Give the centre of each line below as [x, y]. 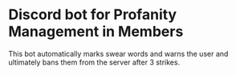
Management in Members [96, 32]
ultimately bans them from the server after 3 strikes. [94, 62]
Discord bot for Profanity [93, 15]
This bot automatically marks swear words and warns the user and [118, 53]
